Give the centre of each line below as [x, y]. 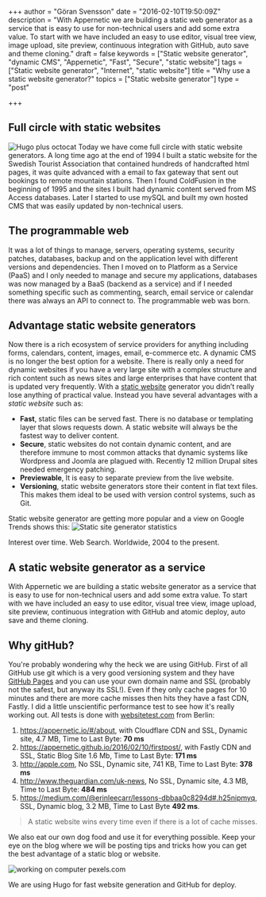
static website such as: [46, 403]
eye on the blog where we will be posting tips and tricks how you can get [128, 845]
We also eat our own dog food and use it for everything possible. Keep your [132, 837]
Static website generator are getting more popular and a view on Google [126, 518]
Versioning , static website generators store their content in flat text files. [139, 487]
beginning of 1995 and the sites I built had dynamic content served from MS [132, 189]
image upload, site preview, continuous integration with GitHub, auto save [129, 45]
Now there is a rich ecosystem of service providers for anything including [128, 345]
